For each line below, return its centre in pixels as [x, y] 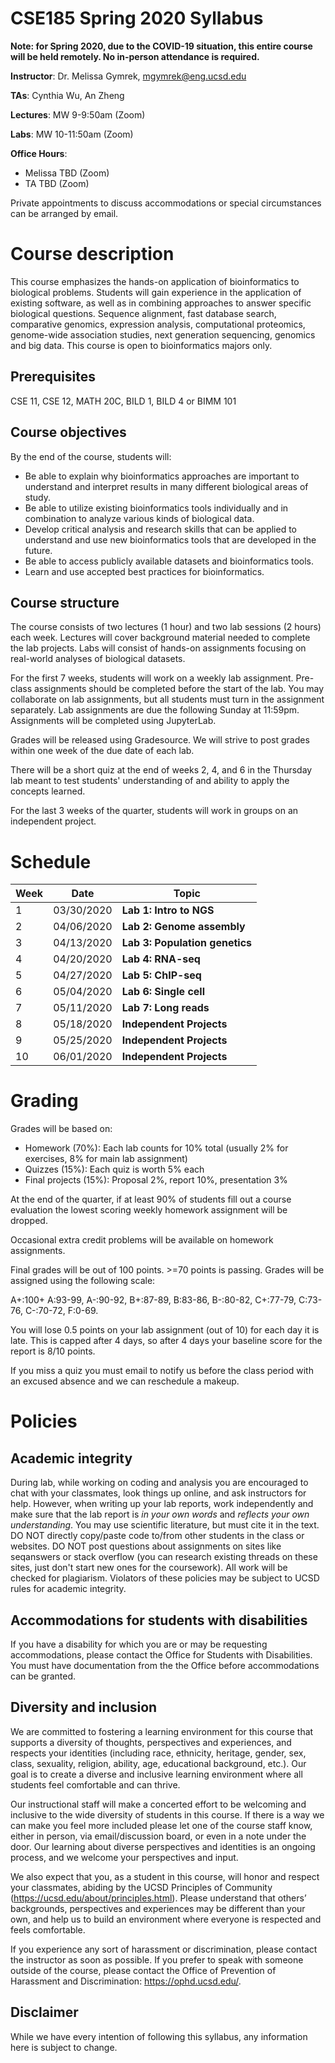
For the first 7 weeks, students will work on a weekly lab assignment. [152, 678]
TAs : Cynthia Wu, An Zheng [67, 95]
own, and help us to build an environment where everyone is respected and [166, 1919]
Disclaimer [44, 2012]
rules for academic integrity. [68, 1589]
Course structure [65, 602]
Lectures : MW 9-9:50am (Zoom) [78, 114]
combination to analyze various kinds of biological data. [139, 518]
